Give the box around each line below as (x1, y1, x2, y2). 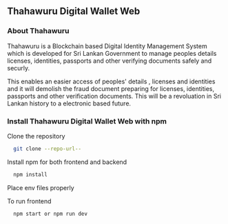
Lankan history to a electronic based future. (7, 99, 132, 108)
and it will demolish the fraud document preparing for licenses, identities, (7, 84, 215, 92)
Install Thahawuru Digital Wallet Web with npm (7, 116, 167, 126)
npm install (13, 171, 48, 178)
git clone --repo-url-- (13, 145, 81, 152)
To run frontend (7, 196, 52, 205)
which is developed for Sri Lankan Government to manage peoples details (7, 49, 217, 57)
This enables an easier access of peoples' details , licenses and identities (7, 77, 216, 85)
